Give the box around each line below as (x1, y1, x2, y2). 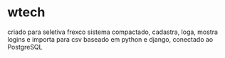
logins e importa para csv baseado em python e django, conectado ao (7, 35, 214, 43)
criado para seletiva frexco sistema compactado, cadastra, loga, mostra (7, 28, 219, 36)
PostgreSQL (7, 42, 43, 51)
